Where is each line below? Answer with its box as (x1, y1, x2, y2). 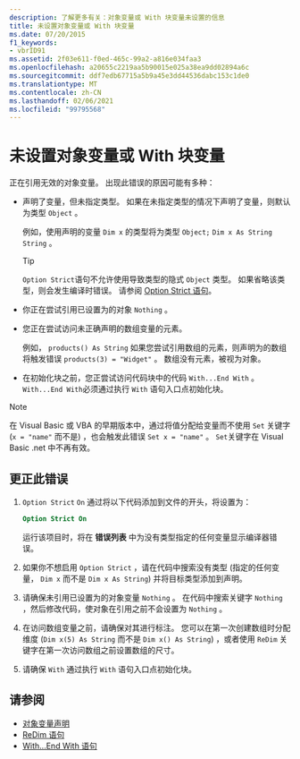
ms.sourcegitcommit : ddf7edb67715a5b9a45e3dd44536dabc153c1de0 (9, 72, 250, 81)
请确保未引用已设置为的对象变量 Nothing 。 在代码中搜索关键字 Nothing (21, 592, 283, 602)
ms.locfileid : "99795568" (9, 105, 105, 114)
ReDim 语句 (21, 729, 65, 739)
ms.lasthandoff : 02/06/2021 (9, 96, 114, 106)
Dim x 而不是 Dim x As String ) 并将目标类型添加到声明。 (39, 573, 247, 584)
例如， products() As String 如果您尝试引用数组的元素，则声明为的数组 (21, 342, 287, 354)
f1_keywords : (9, 38, 58, 47)
